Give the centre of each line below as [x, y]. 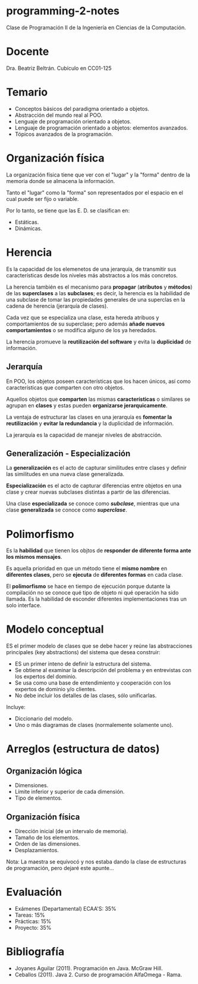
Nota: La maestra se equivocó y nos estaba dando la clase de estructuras [96, 862]
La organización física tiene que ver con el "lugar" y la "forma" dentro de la [98, 175]
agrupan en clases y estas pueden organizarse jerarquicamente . [87, 405]
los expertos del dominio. [46, 677]
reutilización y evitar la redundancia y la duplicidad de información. [90, 423]
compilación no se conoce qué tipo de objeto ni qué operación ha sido [92, 593]
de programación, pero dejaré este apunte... [60, 868]
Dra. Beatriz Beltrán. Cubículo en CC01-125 [59, 68]
